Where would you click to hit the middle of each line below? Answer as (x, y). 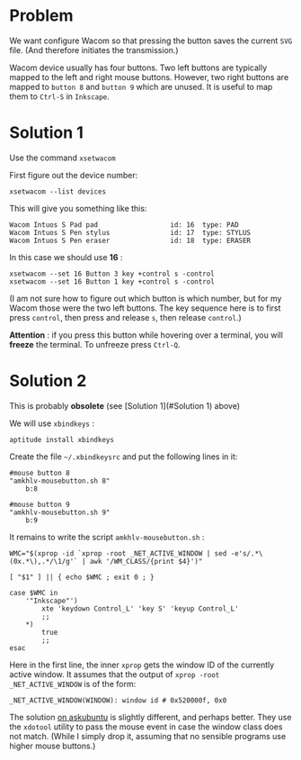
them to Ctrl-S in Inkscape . (59, 96)
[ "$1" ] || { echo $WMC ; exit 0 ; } (82, 577)
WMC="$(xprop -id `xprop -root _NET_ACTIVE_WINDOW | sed (118, 553)
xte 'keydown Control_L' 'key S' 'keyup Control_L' (141, 609)
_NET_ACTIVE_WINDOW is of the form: (73, 683)
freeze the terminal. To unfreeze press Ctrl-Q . (95, 344)
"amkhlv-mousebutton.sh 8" (60, 481)
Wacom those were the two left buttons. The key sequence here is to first (145, 308)
